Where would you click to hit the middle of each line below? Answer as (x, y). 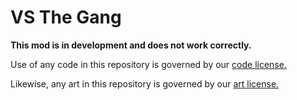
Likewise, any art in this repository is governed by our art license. (145, 83)
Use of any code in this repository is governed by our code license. (148, 64)
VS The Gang (66, 17)
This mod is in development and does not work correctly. (131, 45)
